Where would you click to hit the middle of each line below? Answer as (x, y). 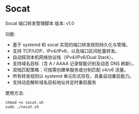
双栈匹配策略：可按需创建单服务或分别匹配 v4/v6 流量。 (71, 70)
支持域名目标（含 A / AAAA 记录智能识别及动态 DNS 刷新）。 (75, 63)
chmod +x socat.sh (24, 102)
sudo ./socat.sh (22, 107)
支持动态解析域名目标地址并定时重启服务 (54, 82)
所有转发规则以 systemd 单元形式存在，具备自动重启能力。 (73, 76)
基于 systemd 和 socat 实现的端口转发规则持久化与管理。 (71, 44)
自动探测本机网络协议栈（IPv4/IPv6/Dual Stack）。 (64, 57)
